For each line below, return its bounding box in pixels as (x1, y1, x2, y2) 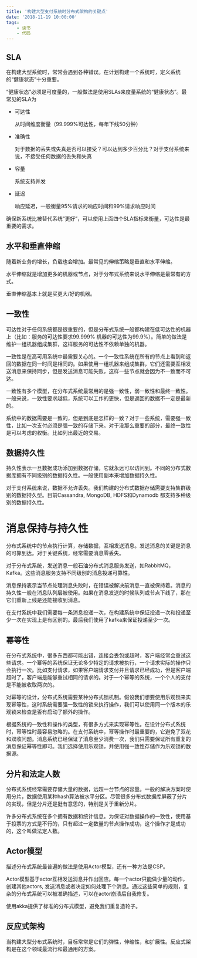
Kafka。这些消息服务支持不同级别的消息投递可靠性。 (6, 570, 133, 577)
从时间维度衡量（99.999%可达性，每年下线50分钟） (14, 120, 141, 127)
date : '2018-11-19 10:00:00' (6, 14, 77, 20)
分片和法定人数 (6, 769, 60, 779)
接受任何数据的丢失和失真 (30, 153, 92, 160)
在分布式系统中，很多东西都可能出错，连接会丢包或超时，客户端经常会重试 (6, 652, 186, 659)
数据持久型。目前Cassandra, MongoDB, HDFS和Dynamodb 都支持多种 (16, 492, 186, 499)
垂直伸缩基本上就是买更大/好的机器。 (6, 290, 96, 297)
